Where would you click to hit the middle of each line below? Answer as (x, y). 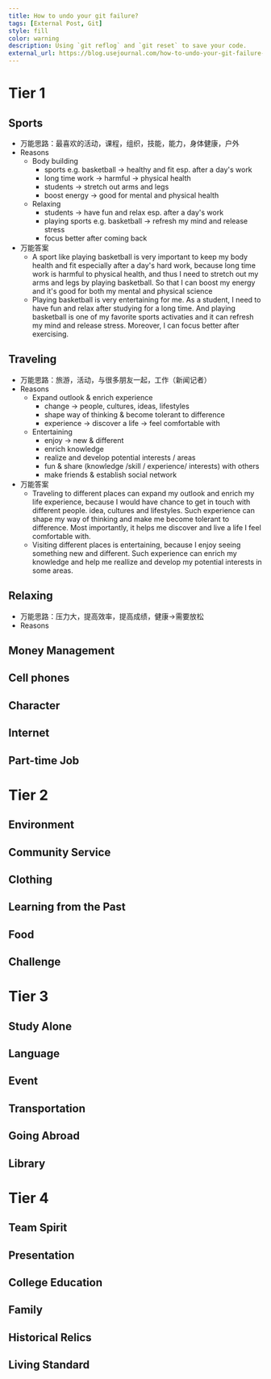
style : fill (28, 31)
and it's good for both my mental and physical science (122, 291)
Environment (42, 825)
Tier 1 (27, 93)
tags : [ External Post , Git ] (56, 23)
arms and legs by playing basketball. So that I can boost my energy (144, 282)
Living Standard (49, 1365)
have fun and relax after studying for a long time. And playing (134, 308)
